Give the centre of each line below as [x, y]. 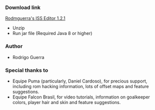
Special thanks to [27, 70]
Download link [23, 7]
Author [14, 46]
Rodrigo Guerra [28, 57]
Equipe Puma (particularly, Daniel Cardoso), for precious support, [80, 81]
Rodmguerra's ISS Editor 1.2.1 [35, 18]
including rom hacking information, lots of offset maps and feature [80, 86]
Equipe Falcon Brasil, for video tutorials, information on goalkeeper [81, 97]
